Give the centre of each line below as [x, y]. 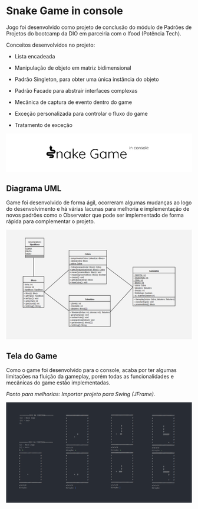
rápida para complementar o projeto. [51, 221]
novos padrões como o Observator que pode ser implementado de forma [95, 215]
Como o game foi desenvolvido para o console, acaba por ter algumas [91, 370]
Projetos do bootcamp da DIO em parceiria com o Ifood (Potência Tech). [94, 33]
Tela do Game [32, 356]
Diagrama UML [34, 188]
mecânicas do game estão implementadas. [58, 383]
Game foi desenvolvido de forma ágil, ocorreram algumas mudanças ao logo [99, 203]
